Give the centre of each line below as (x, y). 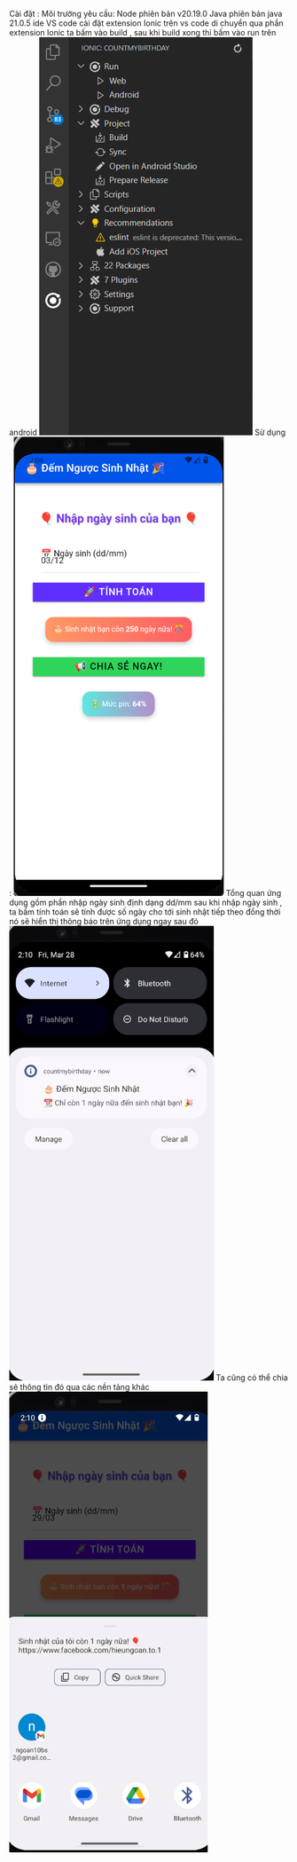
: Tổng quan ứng (145, 893)
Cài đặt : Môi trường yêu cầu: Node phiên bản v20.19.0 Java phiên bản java (146, 14)
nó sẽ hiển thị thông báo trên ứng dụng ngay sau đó (104, 921)
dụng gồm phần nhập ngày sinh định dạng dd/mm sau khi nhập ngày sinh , (146, 902)
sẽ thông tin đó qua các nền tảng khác (79, 1387)
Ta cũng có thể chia (252, 1378)
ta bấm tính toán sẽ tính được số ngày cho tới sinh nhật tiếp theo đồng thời (145, 912)
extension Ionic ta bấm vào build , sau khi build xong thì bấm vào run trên (143, 32)
